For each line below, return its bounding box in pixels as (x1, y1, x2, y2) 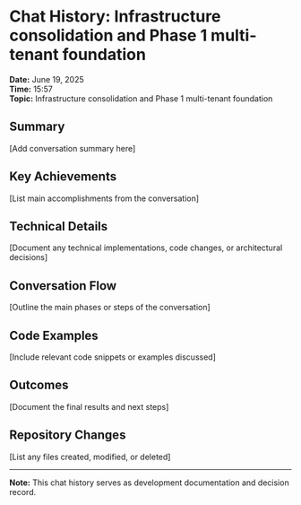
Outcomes (9, 378, 69, 393)
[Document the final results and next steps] (9, 401, 169, 412)
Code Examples (9, 327, 99, 343)
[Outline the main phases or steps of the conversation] (9, 302, 211, 313)
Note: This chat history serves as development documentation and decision (9, 477, 289, 488)
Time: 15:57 (9, 83, 54, 94)
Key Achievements (9, 169, 117, 185)
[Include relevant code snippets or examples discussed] (9, 352, 217, 362)
